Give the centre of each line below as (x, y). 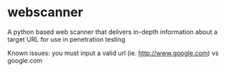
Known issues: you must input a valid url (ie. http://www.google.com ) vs (113, 53)
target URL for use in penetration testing (67, 39)
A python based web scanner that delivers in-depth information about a (113, 32)
